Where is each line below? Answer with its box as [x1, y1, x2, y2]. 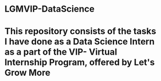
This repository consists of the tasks [4, 26, 157, 37]
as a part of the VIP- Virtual [4, 46, 118, 58]
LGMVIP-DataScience [4, 3, 95, 15]
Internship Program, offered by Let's [4, 57, 155, 68]
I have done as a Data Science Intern [4, 36, 155, 47]
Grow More [4, 67, 51, 79]
